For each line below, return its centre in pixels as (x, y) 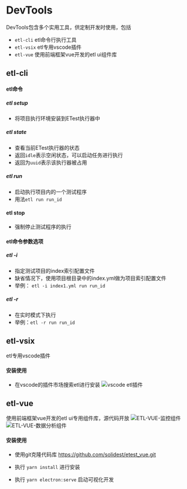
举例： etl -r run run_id (45, 322)
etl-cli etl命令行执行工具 (45, 39)
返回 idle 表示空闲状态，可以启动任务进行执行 (69, 155)
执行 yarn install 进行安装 (47, 467)
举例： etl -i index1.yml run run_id (60, 285)
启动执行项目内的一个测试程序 (50, 192)
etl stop (16, 213)
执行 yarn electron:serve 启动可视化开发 (64, 479)
